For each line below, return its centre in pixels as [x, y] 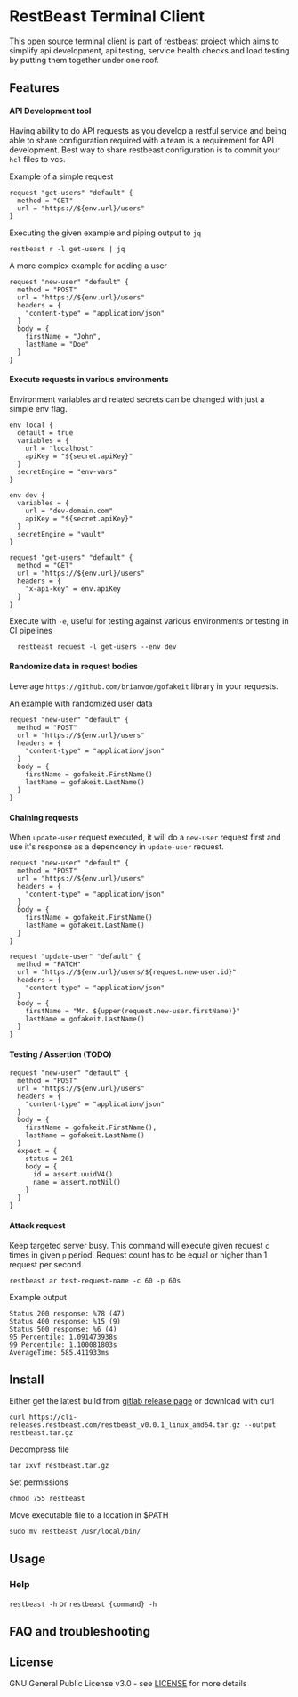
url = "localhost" [59, 448]
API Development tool [50, 111]
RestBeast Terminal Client [107, 16]
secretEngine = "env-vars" [67, 471]
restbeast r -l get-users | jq [67, 249]
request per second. [46, 1264]
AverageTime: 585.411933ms [59, 1352]
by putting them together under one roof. [84, 60]
